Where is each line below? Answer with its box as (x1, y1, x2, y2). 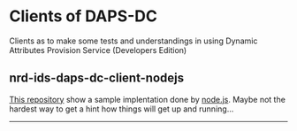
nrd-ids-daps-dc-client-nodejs (9, 71, 184, 86)
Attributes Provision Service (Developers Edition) (9, 44, 187, 55)
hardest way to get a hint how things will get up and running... (9, 104, 234, 114)
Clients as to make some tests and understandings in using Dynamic (9, 35, 258, 46)
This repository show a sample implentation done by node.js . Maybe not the (9, 94, 286, 104)
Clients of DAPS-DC (9, 6, 157, 27)
